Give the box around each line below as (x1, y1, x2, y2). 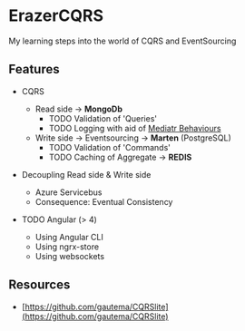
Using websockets (34, 250, 105, 261)
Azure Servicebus (34, 187, 103, 198)
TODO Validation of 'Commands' (48, 141, 171, 152)
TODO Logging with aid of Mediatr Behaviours (48, 122, 221, 133)
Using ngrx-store (34, 241, 100, 252)
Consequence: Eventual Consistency (34, 196, 173, 207)
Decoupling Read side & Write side (21, 169, 152, 180)
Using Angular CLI (34, 231, 103, 242)
